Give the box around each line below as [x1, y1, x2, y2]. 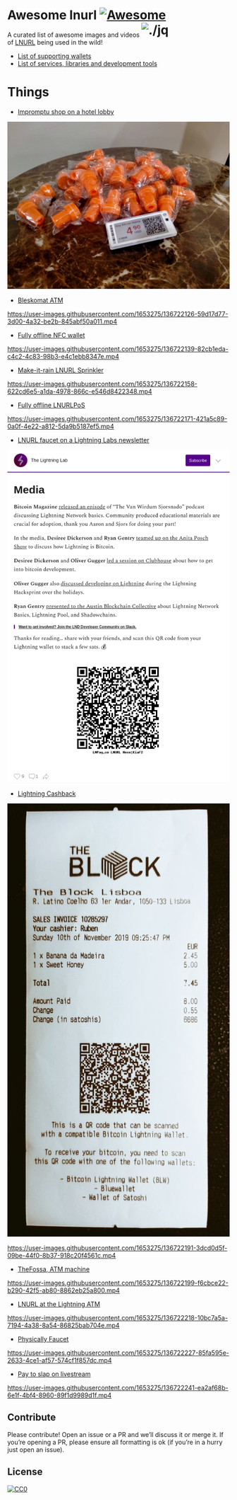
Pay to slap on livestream [17, 1370, 91, 1378]
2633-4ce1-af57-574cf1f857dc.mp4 [7, 1356, 112, 1364]
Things [7, 84, 49, 101]
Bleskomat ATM [17, 296, 63, 304]
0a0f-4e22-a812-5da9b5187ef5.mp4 [7, 422, 114, 430]
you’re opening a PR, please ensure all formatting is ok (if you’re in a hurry [7, 1438, 223, 1446]
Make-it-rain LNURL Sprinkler [17, 365, 104, 374]
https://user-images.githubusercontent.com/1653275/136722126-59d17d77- [7, 309, 229, 318]
